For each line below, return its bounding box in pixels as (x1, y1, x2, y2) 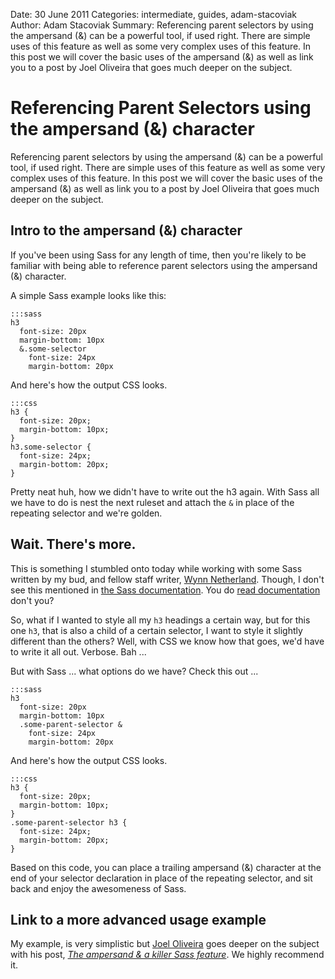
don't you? (10, 594, 55, 606)
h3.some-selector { (10, 442, 92, 452)
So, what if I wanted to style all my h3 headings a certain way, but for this (10, 614, 311, 626)
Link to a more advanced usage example (10, 911, 267, 928)
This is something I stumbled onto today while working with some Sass (10, 562, 303, 574)
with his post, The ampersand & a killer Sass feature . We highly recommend (10, 949, 325, 961)
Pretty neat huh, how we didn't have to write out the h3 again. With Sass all (10, 485, 320, 498)
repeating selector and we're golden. (10, 507, 163, 519)
